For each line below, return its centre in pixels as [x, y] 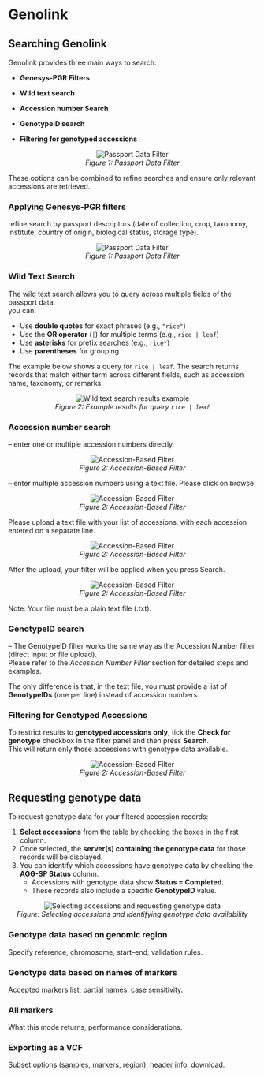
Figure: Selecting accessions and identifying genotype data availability [132, 914]
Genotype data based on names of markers [93, 972]
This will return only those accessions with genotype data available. [118, 749]
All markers [31, 1010]
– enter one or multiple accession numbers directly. [91, 444]
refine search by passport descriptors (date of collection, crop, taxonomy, [128, 224]
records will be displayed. [61, 857]
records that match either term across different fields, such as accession [126, 374]
